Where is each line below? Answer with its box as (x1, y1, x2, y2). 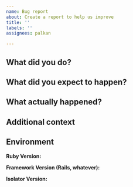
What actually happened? (6, 97, 103, 107)
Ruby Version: (6, 152, 42, 159)
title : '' (6, 19, 30, 25)
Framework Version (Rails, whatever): (6, 164, 100, 171)
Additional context (6, 117, 75, 127)
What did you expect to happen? (6, 77, 127, 87)
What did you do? (6, 57, 71, 67)
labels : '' (6, 25, 33, 31)
